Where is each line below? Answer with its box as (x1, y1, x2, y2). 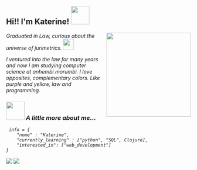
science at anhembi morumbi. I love (6, 68, 93, 75)
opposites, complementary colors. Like (6, 74, 100, 81)
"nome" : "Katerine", (16, 132, 69, 138)
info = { (8, 127, 30, 133)
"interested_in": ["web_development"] (16, 143, 111, 148)
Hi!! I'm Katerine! (6, 17, 69, 27)
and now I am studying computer (6, 62, 87, 69)
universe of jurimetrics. (6, 44, 62, 51)
